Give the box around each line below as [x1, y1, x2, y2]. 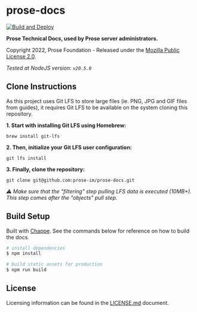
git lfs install [6, 155, 47, 161]
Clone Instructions [6, 82, 77, 92]
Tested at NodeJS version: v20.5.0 [6, 64, 92, 72]
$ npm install [6, 251, 42, 257]
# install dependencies [6, 245, 66, 251]
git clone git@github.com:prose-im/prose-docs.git [6, 177, 135, 183]
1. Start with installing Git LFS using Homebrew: [6, 122, 127, 129]
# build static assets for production [6, 261, 103, 267]
